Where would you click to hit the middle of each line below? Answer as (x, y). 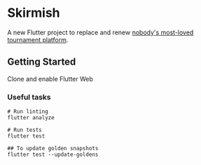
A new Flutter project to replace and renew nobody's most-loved (100, 32)
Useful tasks (29, 97)
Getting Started (42, 62)
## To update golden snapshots (53, 149)
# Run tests (25, 130)
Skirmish (34, 13)
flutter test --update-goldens (53, 155)
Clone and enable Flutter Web (50, 79)
